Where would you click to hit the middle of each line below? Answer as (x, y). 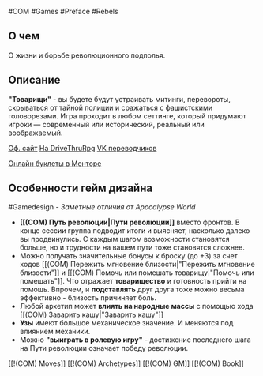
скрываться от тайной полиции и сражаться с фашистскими (111, 107)
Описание (34, 80)
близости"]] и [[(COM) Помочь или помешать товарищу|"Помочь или (137, 273)
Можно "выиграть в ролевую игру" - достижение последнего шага (135, 340)
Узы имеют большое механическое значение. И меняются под (126, 323)
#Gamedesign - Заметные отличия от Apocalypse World (102, 207)
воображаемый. (36, 133)
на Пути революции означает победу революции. (104, 348)
